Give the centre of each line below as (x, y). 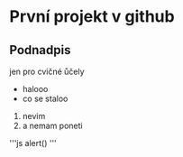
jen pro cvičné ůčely (47, 71)
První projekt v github (92, 17)
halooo (35, 89)
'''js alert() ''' (33, 143)
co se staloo (45, 98)
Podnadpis (40, 50)
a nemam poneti (52, 125)
